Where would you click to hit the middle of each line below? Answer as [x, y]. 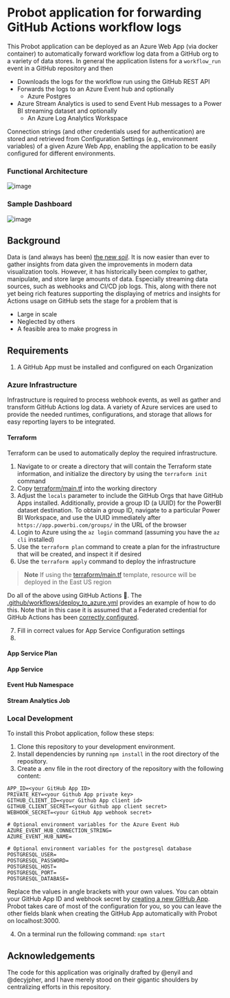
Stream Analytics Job [39, 701]
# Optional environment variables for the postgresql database [100, 849]
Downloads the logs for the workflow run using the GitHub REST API [114, 81]
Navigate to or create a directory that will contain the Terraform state [114, 466]
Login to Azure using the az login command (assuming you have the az [118, 532]
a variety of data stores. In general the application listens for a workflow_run [114, 61]
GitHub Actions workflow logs [94, 27]
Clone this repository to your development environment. [96, 747]
